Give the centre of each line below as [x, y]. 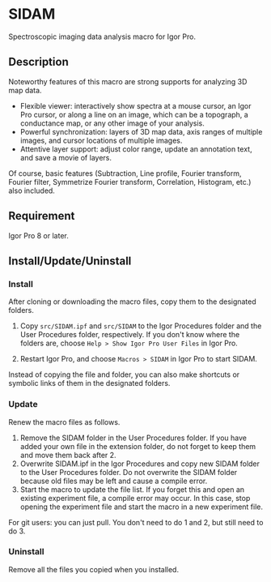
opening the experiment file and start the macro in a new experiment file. [142, 507]
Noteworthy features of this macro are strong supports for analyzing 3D [128, 81]
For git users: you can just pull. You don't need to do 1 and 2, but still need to [136, 522]
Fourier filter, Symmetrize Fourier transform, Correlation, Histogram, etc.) [130, 182]
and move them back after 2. [68, 455]
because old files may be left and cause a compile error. [114, 481]
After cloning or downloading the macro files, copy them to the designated [132, 302]
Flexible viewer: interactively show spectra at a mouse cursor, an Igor [135, 105]
